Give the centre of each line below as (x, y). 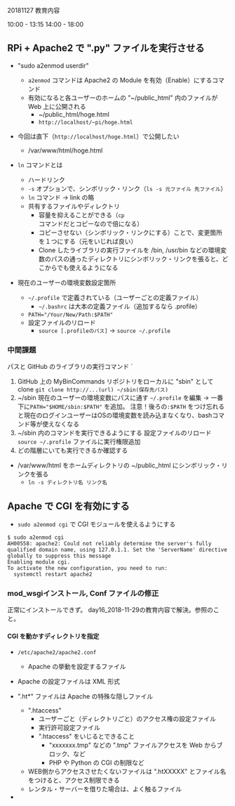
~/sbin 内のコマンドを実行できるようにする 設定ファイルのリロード (114, 433)
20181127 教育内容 (34, 10)
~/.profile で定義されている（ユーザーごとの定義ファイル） (115, 297)
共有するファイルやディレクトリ (74, 206)
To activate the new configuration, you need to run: (88, 568)
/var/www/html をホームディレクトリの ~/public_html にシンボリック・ (120, 465)
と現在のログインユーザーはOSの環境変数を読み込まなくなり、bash (115, 415)
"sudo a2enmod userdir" (53, 65)
